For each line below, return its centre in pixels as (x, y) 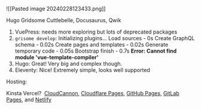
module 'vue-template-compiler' (57, 57)
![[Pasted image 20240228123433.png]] (56, 9)
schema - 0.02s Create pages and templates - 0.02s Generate (92, 45)
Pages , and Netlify (29, 99)
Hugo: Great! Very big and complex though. (68, 63)
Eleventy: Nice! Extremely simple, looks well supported (83, 70)
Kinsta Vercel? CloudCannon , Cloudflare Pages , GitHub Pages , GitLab (93, 93)
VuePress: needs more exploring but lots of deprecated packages (96, 32)
